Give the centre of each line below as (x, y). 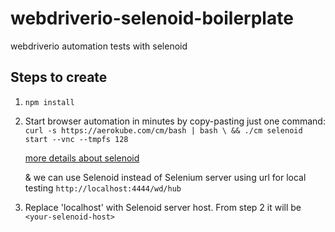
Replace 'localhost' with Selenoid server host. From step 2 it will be (163, 207)
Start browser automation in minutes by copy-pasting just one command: (175, 121)
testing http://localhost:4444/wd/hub (103, 188)
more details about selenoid (82, 158)
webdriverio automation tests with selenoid (99, 46)
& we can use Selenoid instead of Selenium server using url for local (165, 177)
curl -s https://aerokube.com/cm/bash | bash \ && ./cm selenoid (163, 130)
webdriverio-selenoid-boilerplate (152, 18)
